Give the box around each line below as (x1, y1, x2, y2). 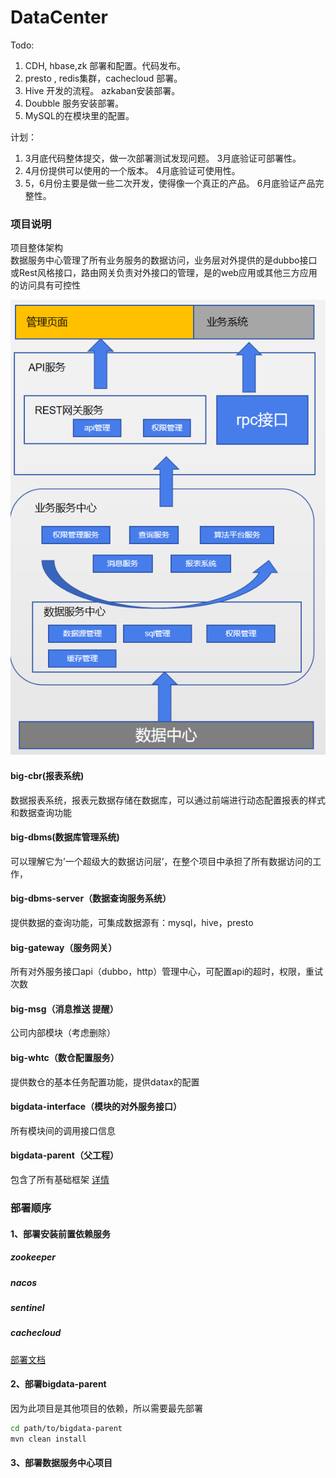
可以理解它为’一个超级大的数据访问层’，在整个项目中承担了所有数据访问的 (10, 855, 313, 867)
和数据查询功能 (10, 806, 72, 818)
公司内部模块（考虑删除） (10, 1027, 116, 1039)
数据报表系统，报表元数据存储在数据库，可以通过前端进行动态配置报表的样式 (10, 794, 326, 806)
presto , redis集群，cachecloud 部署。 (24, 72, 183, 84)
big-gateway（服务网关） (10, 941, 118, 953)
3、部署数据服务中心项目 (10, 1457, 113, 1469)
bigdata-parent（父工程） (10, 1149, 119, 1161)
